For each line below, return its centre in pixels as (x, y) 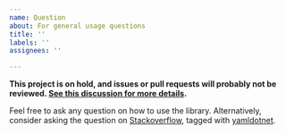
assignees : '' (36, 51)
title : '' (28, 34)
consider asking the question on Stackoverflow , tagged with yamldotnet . (143, 121)
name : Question (38, 17)
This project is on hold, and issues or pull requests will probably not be (143, 84)
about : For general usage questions (77, 26)
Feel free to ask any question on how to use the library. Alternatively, (135, 111)
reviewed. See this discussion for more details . (98, 94)
